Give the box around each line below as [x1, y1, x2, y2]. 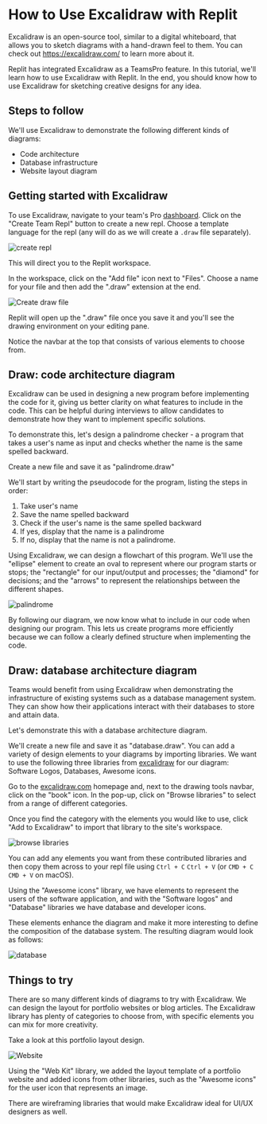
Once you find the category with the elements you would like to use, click [8, 814, 249, 824]
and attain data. [8, 710, 60, 720]
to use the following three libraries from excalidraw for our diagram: [8, 758, 230, 768]
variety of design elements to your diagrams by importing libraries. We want [8, 749, 257, 759]
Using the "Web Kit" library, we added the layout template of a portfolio [8, 1066, 241, 1075]
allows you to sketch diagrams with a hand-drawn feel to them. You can [8, 40, 243, 49]
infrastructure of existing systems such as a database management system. [8, 694, 257, 703]
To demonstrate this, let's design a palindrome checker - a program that [8, 430, 244, 439]
